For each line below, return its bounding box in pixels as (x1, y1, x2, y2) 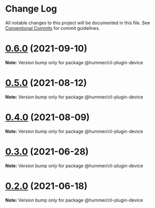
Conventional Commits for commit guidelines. (5, 25, 100, 31)
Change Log (5, 3, 57, 15)
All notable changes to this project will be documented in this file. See (5, 20, 150, 26)
